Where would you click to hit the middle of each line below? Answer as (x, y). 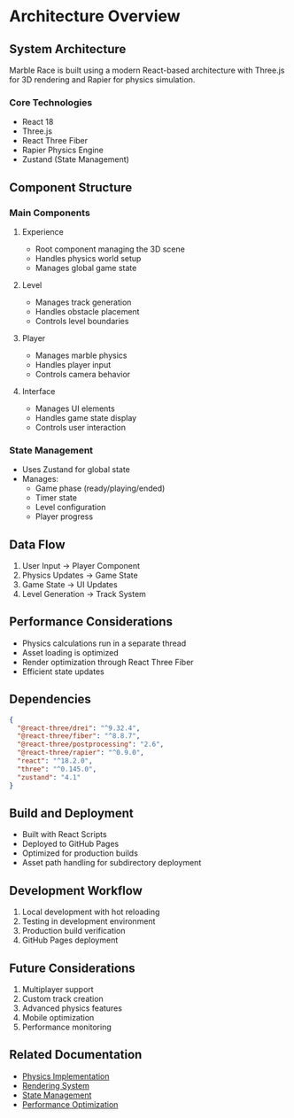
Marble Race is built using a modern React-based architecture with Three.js (147, 70)
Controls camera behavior (83, 374)
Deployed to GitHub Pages (70, 844)
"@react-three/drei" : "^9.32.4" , (79, 728)
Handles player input (73, 364)
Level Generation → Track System (84, 594)
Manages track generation (83, 302)
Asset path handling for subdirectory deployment (112, 863)
